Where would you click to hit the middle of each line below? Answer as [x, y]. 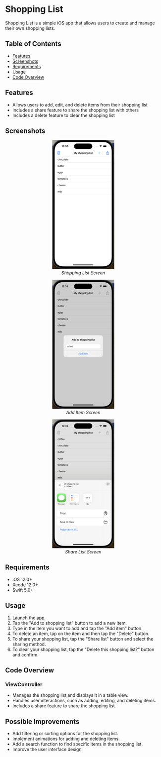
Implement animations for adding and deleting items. [66, 739]
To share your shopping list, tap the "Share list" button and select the [83, 639]
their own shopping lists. [30, 28]
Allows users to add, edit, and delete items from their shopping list [80, 105]
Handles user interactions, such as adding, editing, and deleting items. [84, 701]
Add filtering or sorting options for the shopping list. [65, 734]
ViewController [24, 684]
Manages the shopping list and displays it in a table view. [70, 695]
